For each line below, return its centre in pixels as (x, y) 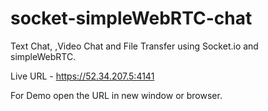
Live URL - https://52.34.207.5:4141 (82, 76)
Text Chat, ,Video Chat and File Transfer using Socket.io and (134, 46)
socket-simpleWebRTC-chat (131, 18)
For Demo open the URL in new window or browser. (116, 95)
